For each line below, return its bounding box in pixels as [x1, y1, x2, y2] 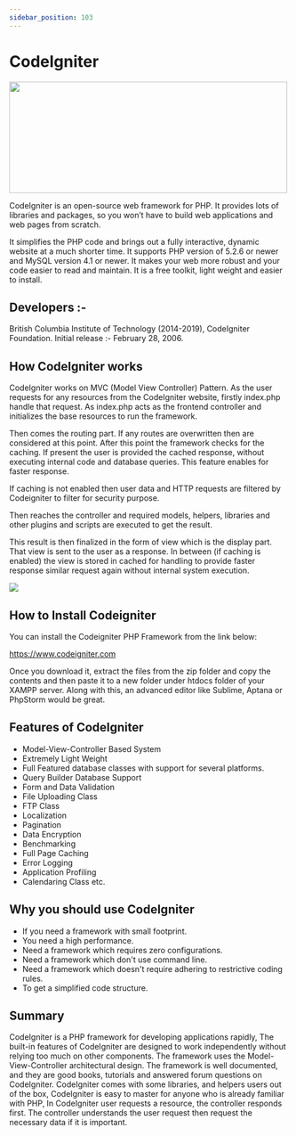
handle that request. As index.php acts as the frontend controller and [9, 402, 262, 413]
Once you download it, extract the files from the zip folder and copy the [9, 666, 271, 676]
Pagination [21, 819, 62, 830]
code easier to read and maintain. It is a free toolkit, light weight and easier [9, 265, 283, 275]
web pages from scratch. [9, 219, 101, 230]
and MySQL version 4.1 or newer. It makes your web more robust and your [9, 255, 280, 266]
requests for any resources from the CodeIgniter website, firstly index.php [9, 392, 281, 403]
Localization [21, 810, 68, 821]
